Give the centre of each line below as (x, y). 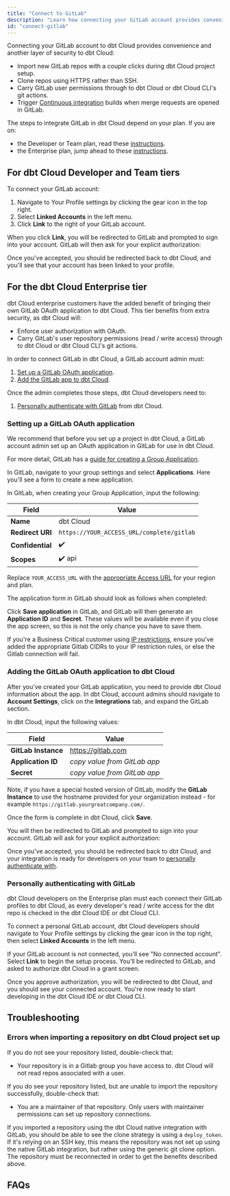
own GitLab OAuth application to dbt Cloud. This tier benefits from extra (108, 310)
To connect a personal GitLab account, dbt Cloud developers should (103, 926)
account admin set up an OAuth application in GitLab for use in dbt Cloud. (111, 446)
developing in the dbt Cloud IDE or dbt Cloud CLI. (76, 996)
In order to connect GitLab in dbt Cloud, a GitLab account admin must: (106, 359)
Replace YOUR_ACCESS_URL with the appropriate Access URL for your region (111, 578)
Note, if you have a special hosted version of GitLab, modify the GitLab (107, 789)
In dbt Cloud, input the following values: (63, 722)
